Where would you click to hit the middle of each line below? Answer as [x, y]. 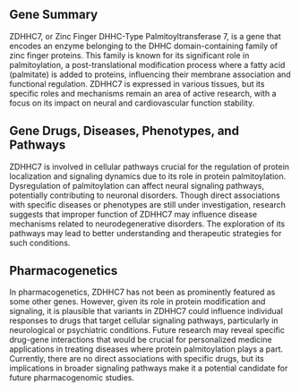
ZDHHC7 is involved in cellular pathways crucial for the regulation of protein [149, 166]
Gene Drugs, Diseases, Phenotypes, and [124, 131]
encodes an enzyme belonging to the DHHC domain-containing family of [144, 46]
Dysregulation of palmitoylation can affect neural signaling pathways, [137, 185]
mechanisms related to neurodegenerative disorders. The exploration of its [147, 224]
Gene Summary [54, 15]
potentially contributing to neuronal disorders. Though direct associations [145, 195]
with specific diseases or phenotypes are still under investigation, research [148, 204]
